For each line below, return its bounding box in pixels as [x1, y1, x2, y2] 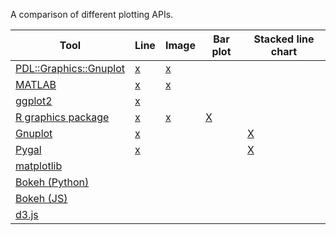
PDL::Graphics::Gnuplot [15, 62, 126, 75]
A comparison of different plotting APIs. [10, 9, 174, 20]
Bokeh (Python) [15, 175, 90, 189]
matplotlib [15, 159, 63, 173]
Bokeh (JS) [15, 192, 68, 205]
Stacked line [253, 32, 315, 46]
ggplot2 [15, 94, 53, 108]
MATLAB [15, 78, 57, 91]
